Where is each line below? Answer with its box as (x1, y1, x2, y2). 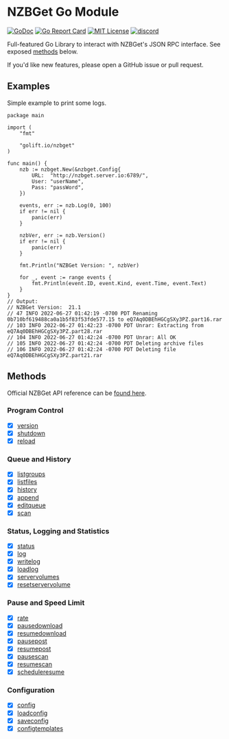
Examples (7, 80, 50, 93)
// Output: (7, 298, 38, 305)
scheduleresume (16, 668, 65, 676)
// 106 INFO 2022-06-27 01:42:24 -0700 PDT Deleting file (7, 346, 176, 353)
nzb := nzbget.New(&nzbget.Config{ (19, 166, 121, 173)
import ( (7, 124, 32, 131)
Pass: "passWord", (32, 184, 84, 191)
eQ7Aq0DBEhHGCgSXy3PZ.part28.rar (7, 328, 103, 335)
